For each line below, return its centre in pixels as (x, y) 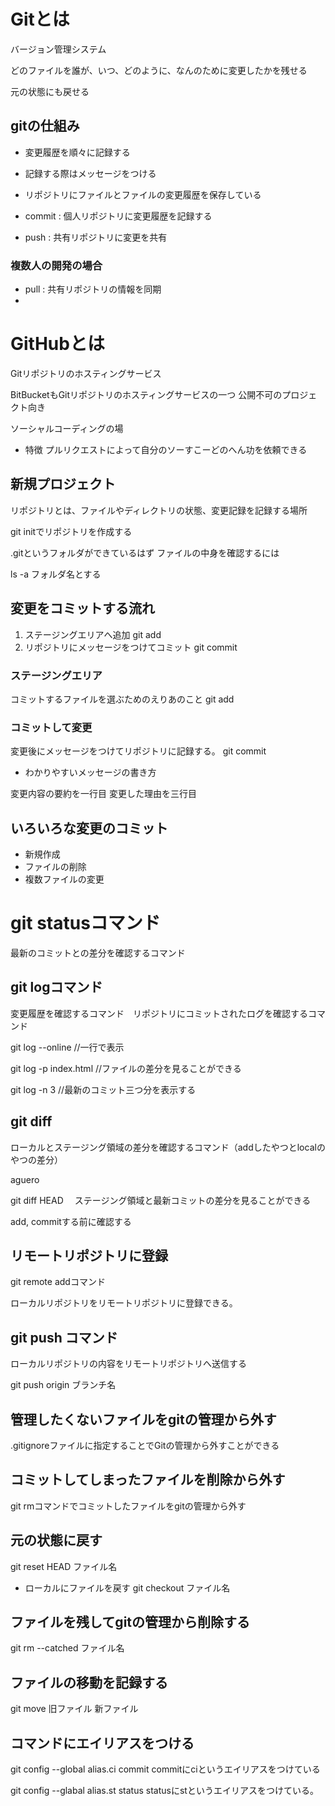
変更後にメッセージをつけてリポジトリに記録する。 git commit (138, 751)
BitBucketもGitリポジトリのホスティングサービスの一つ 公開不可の (146, 394)
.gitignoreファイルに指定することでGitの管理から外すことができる (145, 1446)
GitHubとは (57, 344)
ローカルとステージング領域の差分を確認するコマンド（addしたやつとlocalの (168, 1147)
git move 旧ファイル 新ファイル (74, 1709)
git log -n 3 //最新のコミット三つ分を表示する (103, 1089)
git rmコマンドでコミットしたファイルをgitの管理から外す (128, 1506)
